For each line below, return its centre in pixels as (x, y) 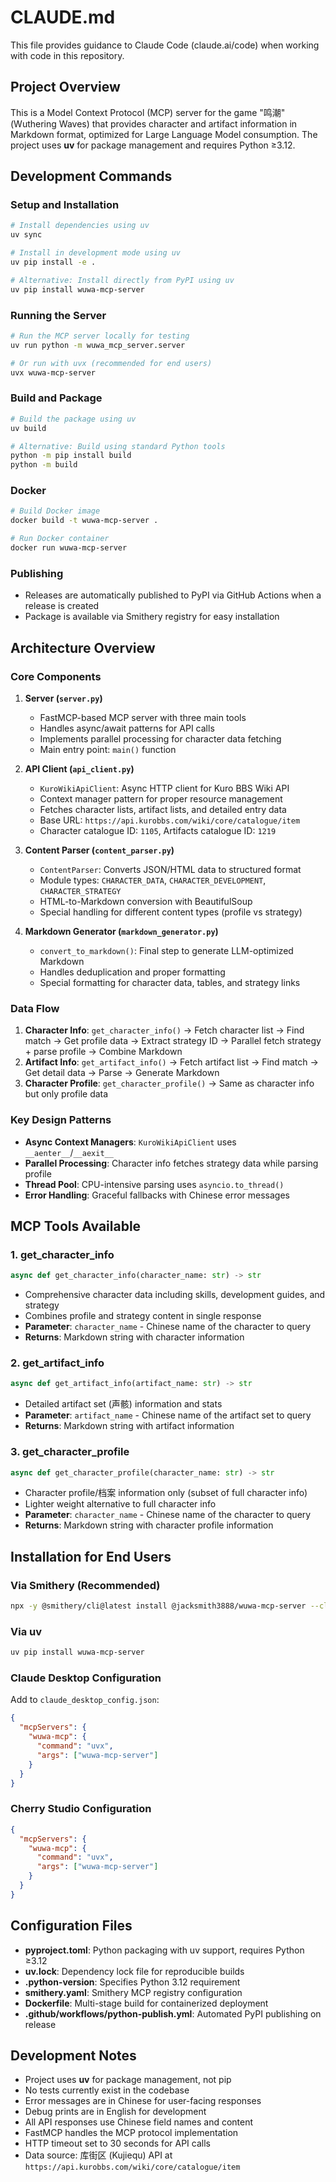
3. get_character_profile (70, 1452)
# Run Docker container (60, 539)
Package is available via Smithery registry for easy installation (152, 617)
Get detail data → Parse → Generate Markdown (122, 1073)
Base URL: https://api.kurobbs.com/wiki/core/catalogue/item (170, 820)
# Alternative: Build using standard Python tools (118, 446)
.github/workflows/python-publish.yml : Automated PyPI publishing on (173, 2013)
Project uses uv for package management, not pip (128, 2080)
